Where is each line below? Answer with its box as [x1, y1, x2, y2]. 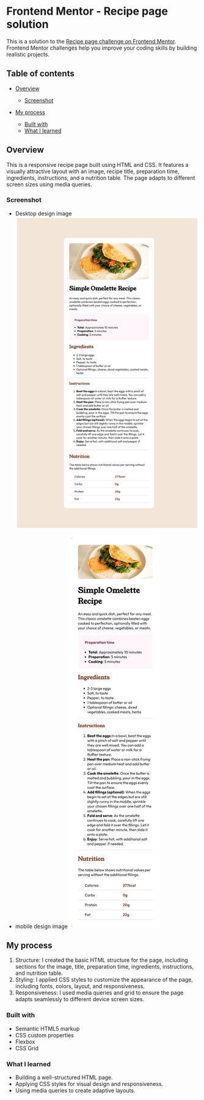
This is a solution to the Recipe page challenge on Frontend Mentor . [6, 37, 177, 45]
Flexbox [15, 1038, 35, 1045]
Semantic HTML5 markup [15, 1025, 80, 1032]
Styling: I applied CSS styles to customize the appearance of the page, [15, 976, 194, 983]
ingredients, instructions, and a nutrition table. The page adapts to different [6, 174, 195, 182]
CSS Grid [15, 1044, 38, 1052]
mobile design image [15, 922, 68, 930]
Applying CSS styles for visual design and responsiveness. [15, 1080, 164, 1087]
